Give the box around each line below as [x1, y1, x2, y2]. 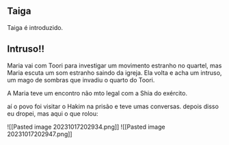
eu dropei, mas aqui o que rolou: [7, 109, 98, 118]
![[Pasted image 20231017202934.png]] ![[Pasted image [7, 123, 165, 131]
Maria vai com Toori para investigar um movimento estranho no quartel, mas [7, 61, 222, 69]
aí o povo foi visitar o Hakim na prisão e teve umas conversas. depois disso [7, 102, 219, 110]
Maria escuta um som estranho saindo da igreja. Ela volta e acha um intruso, [7, 68, 222, 77]
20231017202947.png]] [7, 129, 73, 138]
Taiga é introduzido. [7, 23, 64, 31]
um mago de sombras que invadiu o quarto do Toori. [7, 76, 155, 84]
